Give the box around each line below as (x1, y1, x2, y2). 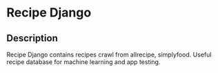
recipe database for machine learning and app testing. (6, 58, 161, 66)
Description (6, 32, 58, 44)
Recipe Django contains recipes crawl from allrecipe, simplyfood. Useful (6, 50, 212, 59)
